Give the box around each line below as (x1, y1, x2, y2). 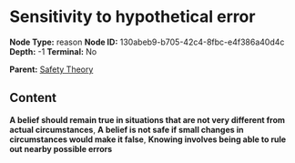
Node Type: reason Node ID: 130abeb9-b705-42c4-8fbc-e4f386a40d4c (9, 36, 285, 47)
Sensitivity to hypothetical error (9, 6, 256, 27)
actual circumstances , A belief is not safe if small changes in (9, 124, 244, 135)
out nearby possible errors (9, 143, 113, 154)
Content (9, 90, 57, 106)
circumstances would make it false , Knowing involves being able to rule (9, 134, 287, 145)
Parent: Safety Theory (9, 64, 94, 75)
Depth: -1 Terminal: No (9, 46, 97, 56)
